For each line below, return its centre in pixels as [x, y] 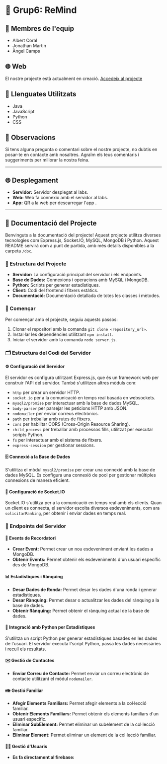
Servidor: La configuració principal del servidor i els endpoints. [77, 275]
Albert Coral [25, 40]
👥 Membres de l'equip [40, 29]
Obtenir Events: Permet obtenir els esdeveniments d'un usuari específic [86, 560]
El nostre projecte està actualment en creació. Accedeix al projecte [74, 78]
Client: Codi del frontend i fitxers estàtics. [55, 291]
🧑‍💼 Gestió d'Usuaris [26, 746]
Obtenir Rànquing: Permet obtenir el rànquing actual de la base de [81, 611]
